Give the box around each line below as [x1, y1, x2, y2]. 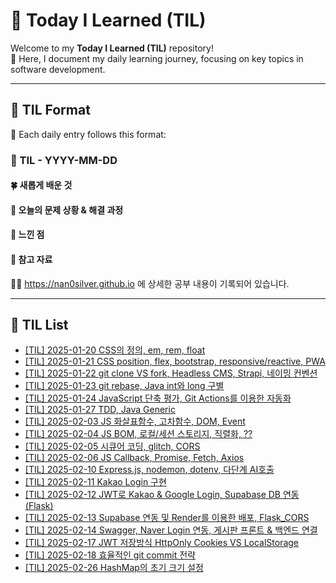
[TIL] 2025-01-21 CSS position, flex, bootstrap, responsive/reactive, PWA [24, 355, 326, 368]
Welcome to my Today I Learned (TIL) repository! [10, 42, 214, 54]
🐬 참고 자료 [10, 254, 53, 266]
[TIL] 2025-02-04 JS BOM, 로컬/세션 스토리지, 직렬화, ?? [24, 428, 253, 440]
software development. [10, 63, 106, 75]
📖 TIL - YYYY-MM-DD [10, 153, 118, 167]
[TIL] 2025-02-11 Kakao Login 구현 [24, 476, 167, 488]
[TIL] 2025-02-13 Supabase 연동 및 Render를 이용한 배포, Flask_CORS [24, 512, 310, 524]
